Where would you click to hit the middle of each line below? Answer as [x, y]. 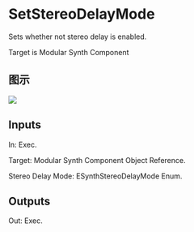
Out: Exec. [25, 221]
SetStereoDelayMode [82, 14]
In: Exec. [23, 144]
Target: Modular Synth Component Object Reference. [97, 160]
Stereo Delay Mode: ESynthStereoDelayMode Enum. [95, 176]
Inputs [25, 125]
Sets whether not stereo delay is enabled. [78, 37]
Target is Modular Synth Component [69, 52]
